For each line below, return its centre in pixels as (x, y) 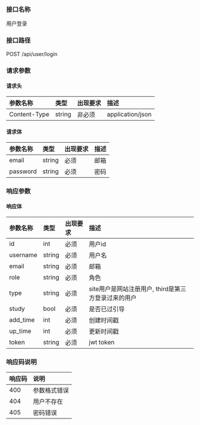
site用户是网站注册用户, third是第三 (137, 289)
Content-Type (29, 114)
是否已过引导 (107, 309)
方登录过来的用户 (113, 298)
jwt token (102, 343)
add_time (22, 320)
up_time (20, 331)
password (23, 171)
